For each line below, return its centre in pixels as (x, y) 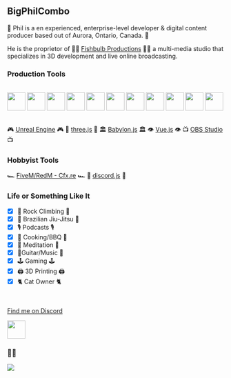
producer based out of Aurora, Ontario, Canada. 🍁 (78, 35)
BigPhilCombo (39, 11)
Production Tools (36, 74)
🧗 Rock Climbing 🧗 (43, 211)
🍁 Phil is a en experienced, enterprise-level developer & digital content (107, 28)
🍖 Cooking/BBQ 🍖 (42, 237)
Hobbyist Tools (33, 160)
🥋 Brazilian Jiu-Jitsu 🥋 (48, 219)
